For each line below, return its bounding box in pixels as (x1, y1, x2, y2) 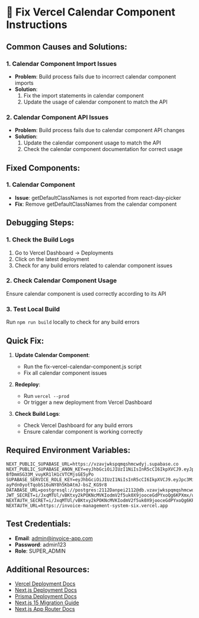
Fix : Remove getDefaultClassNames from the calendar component (14, 200, 177, 208)
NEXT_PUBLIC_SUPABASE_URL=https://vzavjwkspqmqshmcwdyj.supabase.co (6, 461, 179, 467)
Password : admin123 (14, 541, 66, 548)
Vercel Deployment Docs (14, 580, 76, 588)
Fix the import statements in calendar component (23, 92, 144, 99)
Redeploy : (14, 381, 40, 388)
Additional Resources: (6, 564, 90, 575)
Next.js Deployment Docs (14, 586, 77, 594)
